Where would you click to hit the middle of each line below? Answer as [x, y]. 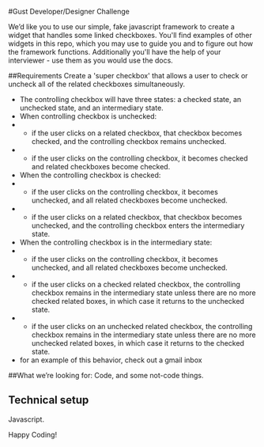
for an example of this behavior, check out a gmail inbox [111, 360]
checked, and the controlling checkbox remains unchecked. [129, 141]
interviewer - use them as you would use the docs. [91, 60]
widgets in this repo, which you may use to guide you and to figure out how [131, 44]
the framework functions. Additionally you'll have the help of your [115, 52]
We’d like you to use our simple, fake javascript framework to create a [122, 27]
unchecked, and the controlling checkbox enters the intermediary [138, 225]
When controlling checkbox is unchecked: [88, 116]
